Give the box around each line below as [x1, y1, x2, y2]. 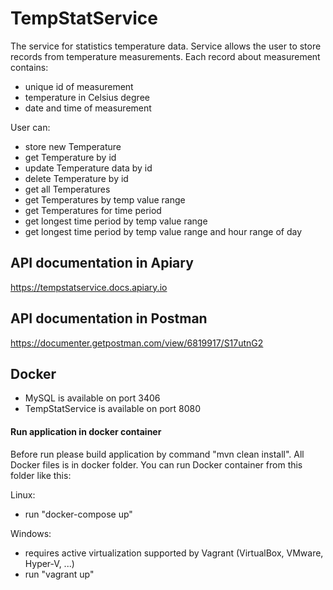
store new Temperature [24, 140, 122, 152]
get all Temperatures [24, 183, 111, 195]
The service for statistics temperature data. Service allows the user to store [10, 40, 322, 52]
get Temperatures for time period [24, 204, 162, 216]
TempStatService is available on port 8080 [24, 403, 202, 415]
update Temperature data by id [24, 162, 153, 174]
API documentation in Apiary [10, 255, 194, 272]
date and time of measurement [24, 102, 152, 114]
